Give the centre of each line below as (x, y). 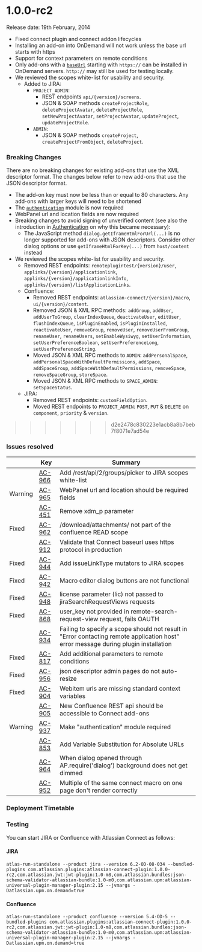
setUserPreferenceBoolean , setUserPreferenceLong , (96, 342)
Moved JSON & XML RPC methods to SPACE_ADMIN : (95, 381)
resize (68, 679)
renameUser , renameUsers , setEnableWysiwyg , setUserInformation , (112, 336)
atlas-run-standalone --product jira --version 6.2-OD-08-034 (86, 864)
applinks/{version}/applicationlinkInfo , (76, 278)
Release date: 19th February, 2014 (48, 27)
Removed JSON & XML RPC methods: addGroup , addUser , (103, 310)
